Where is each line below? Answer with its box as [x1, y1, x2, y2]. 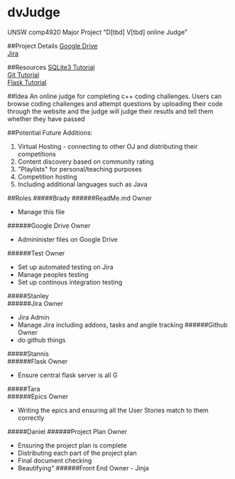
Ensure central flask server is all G [17, 371, 118, 379]
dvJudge [7, 4, 60, 21]
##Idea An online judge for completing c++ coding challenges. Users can [7, 92, 222, 100]
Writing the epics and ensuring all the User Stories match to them [17, 406, 209, 414]
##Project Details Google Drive [7, 41, 98, 50]
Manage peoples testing [17, 270, 89, 278]
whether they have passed [7, 115, 85, 123]
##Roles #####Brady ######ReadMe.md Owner [7, 194, 153, 202]
